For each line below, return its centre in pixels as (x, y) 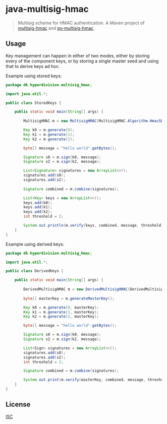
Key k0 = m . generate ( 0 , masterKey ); (61, 307)
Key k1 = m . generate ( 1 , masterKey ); (61, 312)
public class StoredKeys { (33, 103)
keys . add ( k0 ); (38, 203)
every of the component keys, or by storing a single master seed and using (82, 61)
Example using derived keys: (35, 244)
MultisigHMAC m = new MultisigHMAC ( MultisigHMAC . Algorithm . (87, 121)
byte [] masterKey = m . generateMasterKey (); (69, 299)
